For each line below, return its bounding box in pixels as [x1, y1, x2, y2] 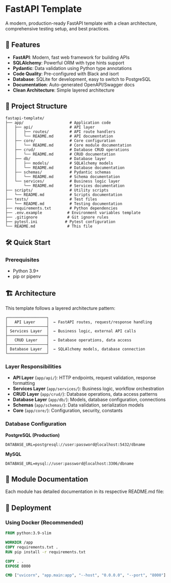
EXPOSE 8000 [5, 563, 31, 569]
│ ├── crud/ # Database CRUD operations [5, 147, 130, 152]
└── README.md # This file [5, 223, 93, 229]
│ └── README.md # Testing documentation [5, 201, 123, 206]
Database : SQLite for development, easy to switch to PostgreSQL [12, 76, 151, 82]
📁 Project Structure [5, 102, 68, 111]
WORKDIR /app [5, 540, 33, 545]
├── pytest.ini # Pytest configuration [5, 219, 116, 224]
